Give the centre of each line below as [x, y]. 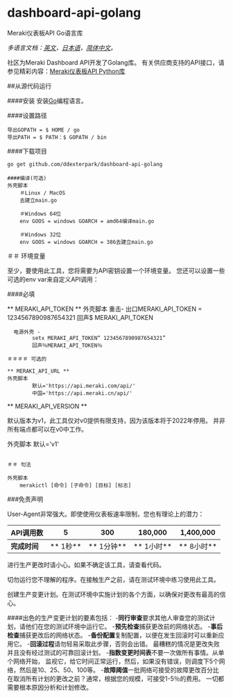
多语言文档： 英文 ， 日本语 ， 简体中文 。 [62, 47]
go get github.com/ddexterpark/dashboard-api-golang [85, 164]
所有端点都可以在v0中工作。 [48, 429]
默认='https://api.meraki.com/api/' [84, 386]
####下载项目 [27, 151]
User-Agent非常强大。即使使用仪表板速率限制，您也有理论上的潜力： [106, 514]
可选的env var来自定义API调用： [53, 279]
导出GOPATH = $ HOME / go [43, 130]
